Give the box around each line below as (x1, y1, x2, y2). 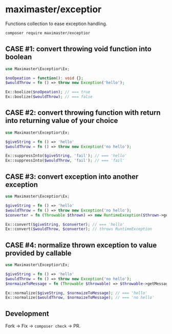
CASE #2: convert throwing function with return (5, 109, 161, 117)
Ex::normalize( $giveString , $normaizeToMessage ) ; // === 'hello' (5, 290, 147, 296)
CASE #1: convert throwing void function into (5, 45, 152, 53)
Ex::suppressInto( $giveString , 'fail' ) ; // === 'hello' (5, 153, 127, 158)
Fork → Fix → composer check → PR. (5, 323, 81, 329)
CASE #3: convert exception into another (5, 172, 139, 181)
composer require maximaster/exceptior (5, 30, 91, 35)
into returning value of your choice (5, 116, 118, 125)
